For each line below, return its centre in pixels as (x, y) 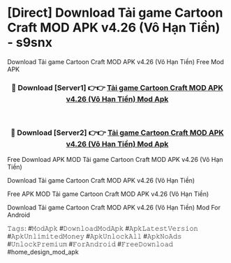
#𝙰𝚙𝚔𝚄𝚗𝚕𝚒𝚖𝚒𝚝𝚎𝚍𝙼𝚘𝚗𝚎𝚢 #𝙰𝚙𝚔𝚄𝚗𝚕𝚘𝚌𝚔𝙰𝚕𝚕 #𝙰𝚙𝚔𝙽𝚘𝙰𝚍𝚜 (95, 236)
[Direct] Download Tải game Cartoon (115, 13)
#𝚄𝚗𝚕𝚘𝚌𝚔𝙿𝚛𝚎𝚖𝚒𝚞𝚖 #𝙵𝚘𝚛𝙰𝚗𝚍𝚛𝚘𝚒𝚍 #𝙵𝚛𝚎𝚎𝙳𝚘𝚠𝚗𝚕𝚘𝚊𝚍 (90, 244)
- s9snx (30, 43)
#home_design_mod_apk (43, 252)
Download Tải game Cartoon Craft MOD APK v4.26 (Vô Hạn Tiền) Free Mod (116, 61)
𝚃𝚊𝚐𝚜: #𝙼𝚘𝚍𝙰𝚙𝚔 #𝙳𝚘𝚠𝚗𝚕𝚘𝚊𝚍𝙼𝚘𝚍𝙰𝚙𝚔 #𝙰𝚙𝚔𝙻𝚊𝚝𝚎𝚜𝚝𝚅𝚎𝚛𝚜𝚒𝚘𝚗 (103, 228)
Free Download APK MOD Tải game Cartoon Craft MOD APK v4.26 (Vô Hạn (115, 159)
